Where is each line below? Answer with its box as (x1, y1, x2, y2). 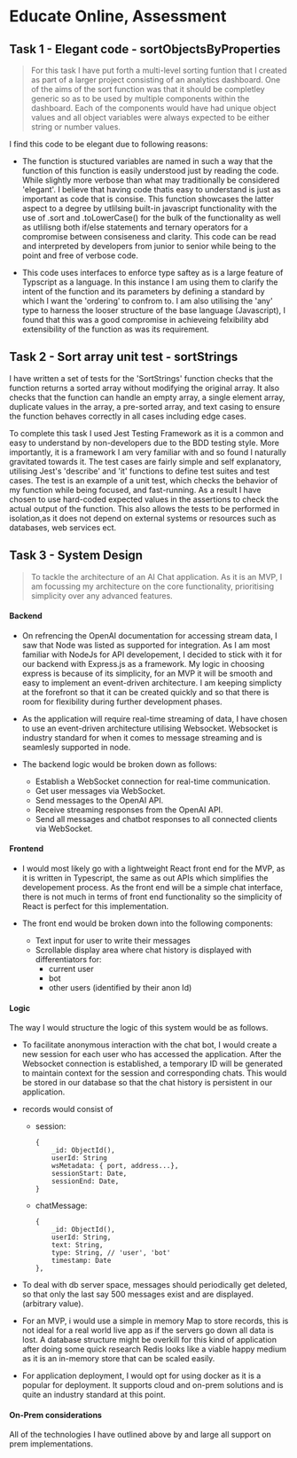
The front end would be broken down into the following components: (21, 918, 273, 929)
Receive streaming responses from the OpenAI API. (35, 804, 223, 815)
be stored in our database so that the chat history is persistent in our (21, 1078, 273, 1088)
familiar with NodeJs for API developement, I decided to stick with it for (21, 649, 283, 660)
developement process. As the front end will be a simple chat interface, (21, 882, 284, 893)
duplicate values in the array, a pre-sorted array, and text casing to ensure (9, 401, 281, 412)
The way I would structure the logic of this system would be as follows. (9, 1023, 269, 1033)
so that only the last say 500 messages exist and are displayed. (21, 1289, 254, 1300)
